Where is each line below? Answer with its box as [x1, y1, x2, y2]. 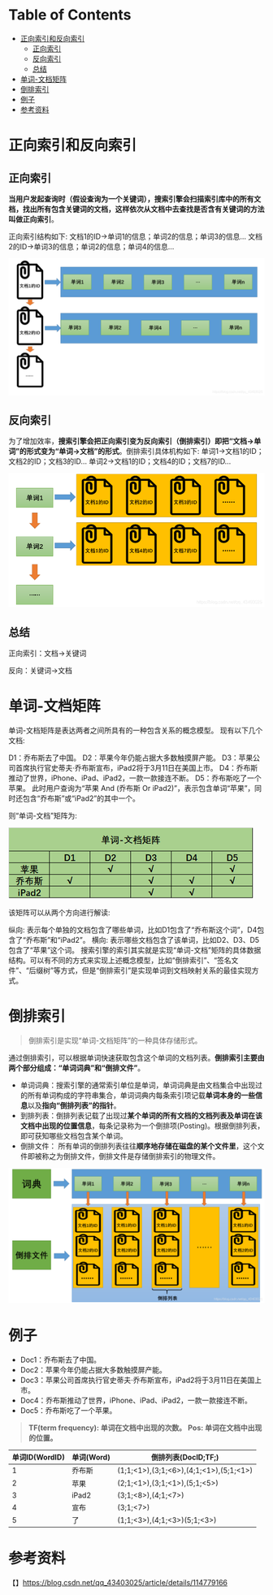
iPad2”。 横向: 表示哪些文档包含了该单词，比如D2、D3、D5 [60, 936, 260, 945]
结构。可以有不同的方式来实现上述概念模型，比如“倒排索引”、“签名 [8, 956, 232, 966]
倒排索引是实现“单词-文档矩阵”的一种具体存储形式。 [28, 1035, 202, 1045]
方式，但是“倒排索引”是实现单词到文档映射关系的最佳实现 [60, 966, 252, 975]
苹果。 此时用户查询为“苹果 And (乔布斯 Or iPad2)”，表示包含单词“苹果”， [8, 784, 255, 793]
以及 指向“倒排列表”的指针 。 [27, 1100, 121, 1110]
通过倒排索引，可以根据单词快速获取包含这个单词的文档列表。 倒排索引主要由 [8, 1053, 265, 1063]
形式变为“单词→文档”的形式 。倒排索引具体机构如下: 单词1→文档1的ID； [26, 447, 264, 456]
